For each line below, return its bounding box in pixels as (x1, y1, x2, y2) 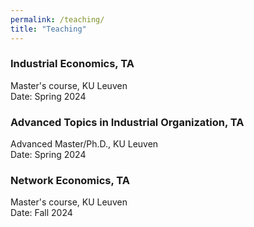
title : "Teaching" (10, 24, 87, 34)
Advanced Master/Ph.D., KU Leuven (10, 138, 159, 150)
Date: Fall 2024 (10, 207, 73, 219)
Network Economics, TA (10, 174, 131, 188)
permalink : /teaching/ (10, 14, 105, 25)
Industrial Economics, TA (10, 57, 135, 71)
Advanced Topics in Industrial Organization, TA (10, 115, 245, 129)
